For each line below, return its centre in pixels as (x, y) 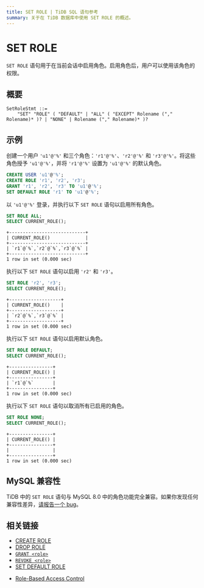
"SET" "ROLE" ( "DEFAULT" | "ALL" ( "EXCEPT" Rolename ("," (95, 114)
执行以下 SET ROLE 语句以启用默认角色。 (56, 339)
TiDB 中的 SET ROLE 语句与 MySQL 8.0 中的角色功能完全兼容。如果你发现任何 (102, 497)
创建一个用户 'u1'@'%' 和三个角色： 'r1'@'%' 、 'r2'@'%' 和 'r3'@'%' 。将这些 (101, 156)
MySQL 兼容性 (33, 481)
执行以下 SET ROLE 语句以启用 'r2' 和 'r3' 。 (62, 271)
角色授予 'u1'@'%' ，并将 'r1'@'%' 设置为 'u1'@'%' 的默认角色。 (86, 163)
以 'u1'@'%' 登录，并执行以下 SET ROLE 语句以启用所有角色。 (82, 204)
